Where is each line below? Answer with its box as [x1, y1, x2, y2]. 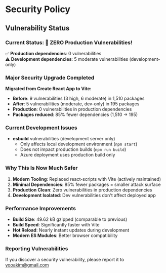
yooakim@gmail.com [5, 262, 49, 268]
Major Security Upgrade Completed [5, 74, 95, 81]
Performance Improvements [5, 205, 76, 212]
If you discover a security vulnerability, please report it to [5, 257, 124, 263]
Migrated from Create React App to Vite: [5, 86, 92, 92]
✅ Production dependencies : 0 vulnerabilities [5, 50, 102, 56]
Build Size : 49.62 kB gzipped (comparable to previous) [12, 216, 128, 222]
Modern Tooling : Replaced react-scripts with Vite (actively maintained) [12, 176, 161, 182]
